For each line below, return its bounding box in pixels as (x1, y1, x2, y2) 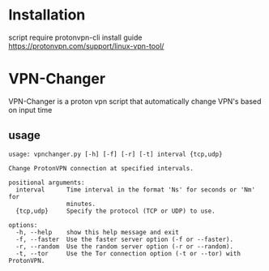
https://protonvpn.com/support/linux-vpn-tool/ (8, 41, 164, 50)
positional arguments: (8, 179, 85, 187)
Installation (8, 6, 86, 24)
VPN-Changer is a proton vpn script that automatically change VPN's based (8, 96, 262, 106)
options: (8, 221, 38, 229)
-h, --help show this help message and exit (15, 228, 180, 236)
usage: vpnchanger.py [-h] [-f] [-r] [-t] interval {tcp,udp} (8, 150, 223, 158)
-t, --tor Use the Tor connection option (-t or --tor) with (15, 249, 241, 257)
